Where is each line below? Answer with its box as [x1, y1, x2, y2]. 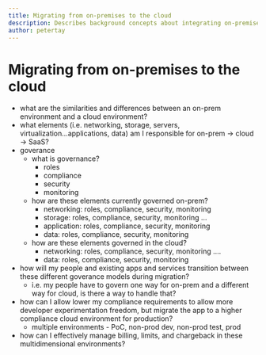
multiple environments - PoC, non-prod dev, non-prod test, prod [31, 323, 241, 332]
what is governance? [31, 154, 101, 163]
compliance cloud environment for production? [19, 314, 173, 323]
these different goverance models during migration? [19, 272, 190, 281]
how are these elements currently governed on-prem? [31, 196, 208, 206]
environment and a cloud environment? [19, 112, 148, 121]
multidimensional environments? [19, 339, 126, 349]
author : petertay [8, 26, 66, 34]
